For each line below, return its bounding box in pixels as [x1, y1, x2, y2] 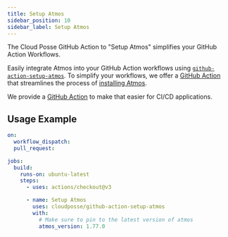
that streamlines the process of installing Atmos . [7, 79, 148, 87]
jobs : [7, 157, 23, 164]
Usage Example [7, 113, 77, 125]
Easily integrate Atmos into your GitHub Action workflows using [7, 64, 191, 73]
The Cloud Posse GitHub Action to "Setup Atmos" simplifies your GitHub [7, 43, 217, 51]
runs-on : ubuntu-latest [20, 171, 90, 178]
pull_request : [13, 145, 55, 152]
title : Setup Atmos [7, 10, 65, 18]
